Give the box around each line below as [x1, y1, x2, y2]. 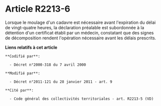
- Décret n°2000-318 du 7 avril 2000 [9, 62, 86, 67]
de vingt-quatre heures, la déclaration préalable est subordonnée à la [5, 24, 144, 30]
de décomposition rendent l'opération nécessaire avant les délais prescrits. [5, 35, 156, 41]
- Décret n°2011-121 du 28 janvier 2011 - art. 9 [9, 79, 112, 84]
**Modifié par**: [5, 71, 40, 76]
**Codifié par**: [5, 53, 40, 59]
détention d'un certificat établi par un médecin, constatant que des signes [5, 30, 154, 35]
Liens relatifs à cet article [5, 44, 58, 50]
